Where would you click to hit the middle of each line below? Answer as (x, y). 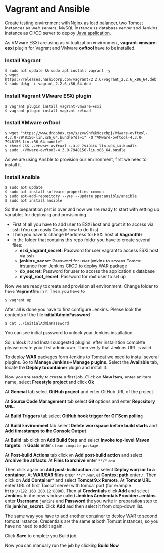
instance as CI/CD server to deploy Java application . (58, 33)
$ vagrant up (18, 300)
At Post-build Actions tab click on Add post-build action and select (74, 455)
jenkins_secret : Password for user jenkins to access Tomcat (81, 261)
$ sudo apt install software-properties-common (55, 192)
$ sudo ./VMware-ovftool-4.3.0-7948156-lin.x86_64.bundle (65, 150)
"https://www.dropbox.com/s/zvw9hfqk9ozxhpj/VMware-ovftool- (84, 133)
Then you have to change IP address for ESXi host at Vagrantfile (77, 235)
